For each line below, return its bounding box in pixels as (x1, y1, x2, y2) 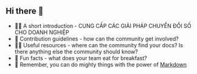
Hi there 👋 (5, 6, 44, 16)
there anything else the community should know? (14, 48, 138, 55)
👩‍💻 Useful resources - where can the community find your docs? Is (14, 41, 184, 49)
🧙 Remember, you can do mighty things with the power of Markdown (14, 61, 187, 68)
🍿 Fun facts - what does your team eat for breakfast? (14, 54, 147, 61)
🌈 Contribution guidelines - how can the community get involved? (14, 35, 179, 42)
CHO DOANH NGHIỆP (14, 29, 69, 36)
